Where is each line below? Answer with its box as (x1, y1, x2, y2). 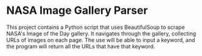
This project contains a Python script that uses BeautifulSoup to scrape (6, 23, 185, 31)
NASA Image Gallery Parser (6, 4, 148, 17)
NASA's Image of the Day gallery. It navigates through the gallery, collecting (6, 30, 197, 37)
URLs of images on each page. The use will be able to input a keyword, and (6, 36, 196, 43)
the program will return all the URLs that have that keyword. (6, 43, 155, 50)
